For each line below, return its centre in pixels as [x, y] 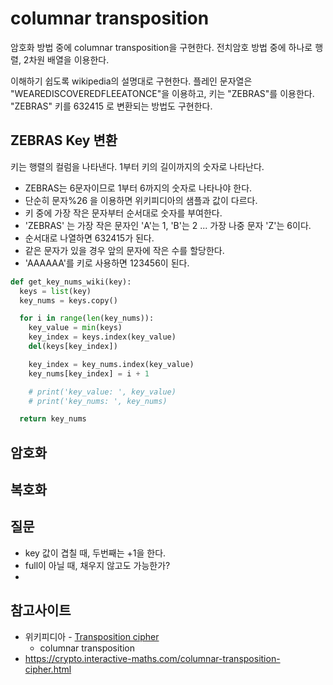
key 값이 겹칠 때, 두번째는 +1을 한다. [95, 553]
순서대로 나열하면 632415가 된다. [89, 238]
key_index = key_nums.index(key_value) [111, 364]
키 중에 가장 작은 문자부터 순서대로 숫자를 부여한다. [123, 213]
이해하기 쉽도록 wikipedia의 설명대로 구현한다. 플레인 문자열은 [131, 81]
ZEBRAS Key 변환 [64, 140]
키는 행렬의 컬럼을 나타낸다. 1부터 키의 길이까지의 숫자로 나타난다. [137, 166]
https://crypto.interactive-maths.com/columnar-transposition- [152, 658]
